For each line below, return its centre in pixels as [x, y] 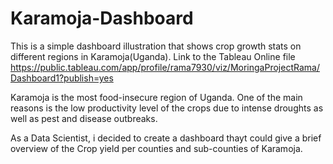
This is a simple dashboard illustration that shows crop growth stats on [156, 46]
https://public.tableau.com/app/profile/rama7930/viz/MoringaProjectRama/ [165, 67]
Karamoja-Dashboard [102, 18]
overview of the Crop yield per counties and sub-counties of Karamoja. [156, 148]
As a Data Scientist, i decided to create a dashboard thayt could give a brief [166, 138]
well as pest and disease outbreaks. [84, 118]
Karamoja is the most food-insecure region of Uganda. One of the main [156, 97]
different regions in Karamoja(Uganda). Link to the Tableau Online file [153, 56]
